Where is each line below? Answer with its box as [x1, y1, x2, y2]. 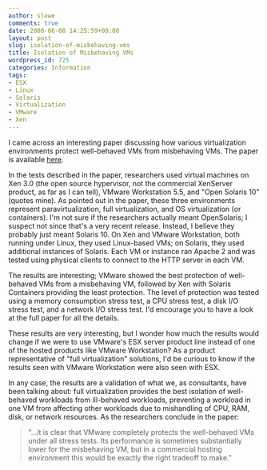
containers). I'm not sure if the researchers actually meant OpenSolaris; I [8, 213, 248, 222]
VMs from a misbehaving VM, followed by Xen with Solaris [38, 279, 232, 289]
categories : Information [8, 64, 91, 72]
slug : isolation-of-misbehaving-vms [8, 42, 130, 50]
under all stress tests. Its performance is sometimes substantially [27, 436, 242, 445]
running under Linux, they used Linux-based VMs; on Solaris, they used [8, 237, 245, 248]
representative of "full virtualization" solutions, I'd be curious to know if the [8, 353, 256, 364]
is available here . [8, 154, 64, 164]
